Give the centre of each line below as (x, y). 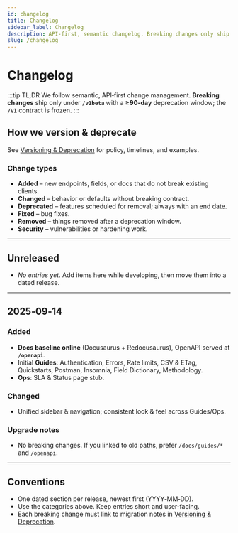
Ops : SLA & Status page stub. (61, 377)
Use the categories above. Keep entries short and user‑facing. (108, 507)
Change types (32, 168)
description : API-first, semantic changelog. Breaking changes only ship (119, 34)
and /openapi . (38, 453)
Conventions (36, 481)
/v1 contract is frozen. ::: (43, 110)
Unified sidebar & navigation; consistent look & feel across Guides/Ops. (122, 411)
